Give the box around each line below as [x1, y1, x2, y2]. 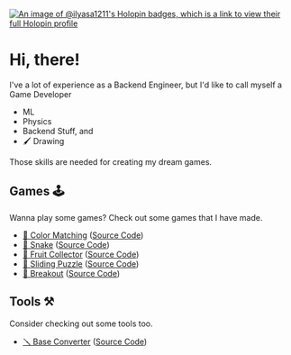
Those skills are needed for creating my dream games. [9, 156, 213, 167]
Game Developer [9, 88, 72, 99]
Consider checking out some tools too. [9, 318, 153, 329]
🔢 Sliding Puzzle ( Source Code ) [22, 258, 140, 269]
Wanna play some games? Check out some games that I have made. [9, 212, 263, 223]
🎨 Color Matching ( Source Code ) [22, 230, 144, 241]
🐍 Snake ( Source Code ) [22, 239, 110, 250]
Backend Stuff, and [22, 125, 94, 136]
